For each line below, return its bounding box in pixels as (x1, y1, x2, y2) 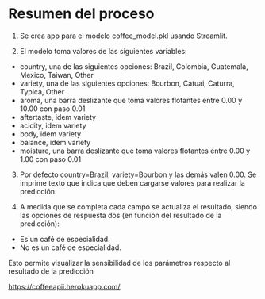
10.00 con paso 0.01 (19, 104, 86, 113)
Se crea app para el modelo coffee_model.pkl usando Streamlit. (19, 31, 228, 40)
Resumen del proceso (8, 5, 155, 23)
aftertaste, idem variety (19, 112, 97, 121)
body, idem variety (19, 128, 82, 139)
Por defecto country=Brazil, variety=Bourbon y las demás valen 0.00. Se (19, 170, 257, 179)
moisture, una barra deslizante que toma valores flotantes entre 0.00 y (19, 146, 251, 155)
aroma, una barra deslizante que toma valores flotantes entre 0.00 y (19, 95, 243, 105)
